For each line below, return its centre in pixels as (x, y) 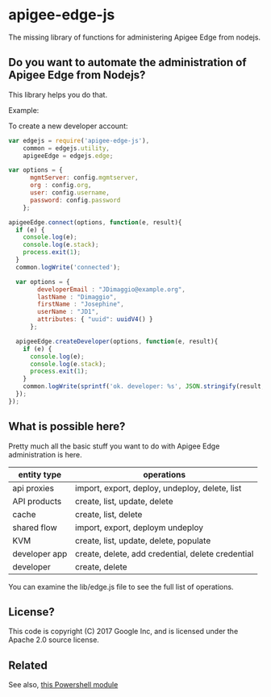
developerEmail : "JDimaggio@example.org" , (111, 289)
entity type (40, 474)
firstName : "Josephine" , (81, 304)
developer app (40, 553)
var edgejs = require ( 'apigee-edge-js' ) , (79, 140)
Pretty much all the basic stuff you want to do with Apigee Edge (114, 446)
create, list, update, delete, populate (143, 540)
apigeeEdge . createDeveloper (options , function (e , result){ (117, 341)
